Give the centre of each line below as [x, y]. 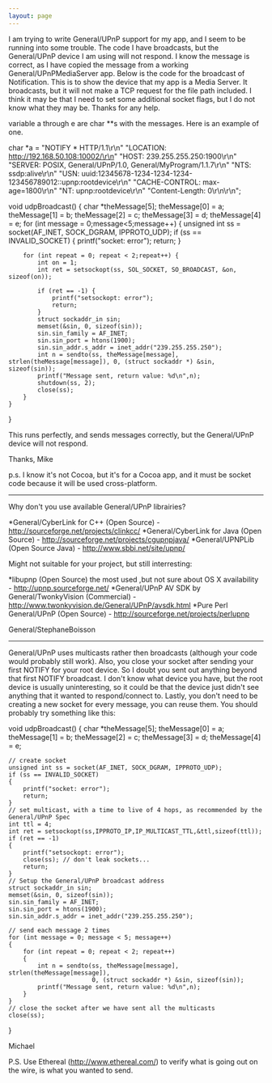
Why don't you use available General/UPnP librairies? [97, 506]
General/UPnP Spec [39, 817]
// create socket [38, 760]
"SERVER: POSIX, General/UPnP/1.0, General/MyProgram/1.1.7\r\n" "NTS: [130, 165]
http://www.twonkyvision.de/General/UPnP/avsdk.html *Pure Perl [118, 605]
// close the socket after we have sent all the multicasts [112, 1008]
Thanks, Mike [31, 459]
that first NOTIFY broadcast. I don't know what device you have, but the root [136, 678]
